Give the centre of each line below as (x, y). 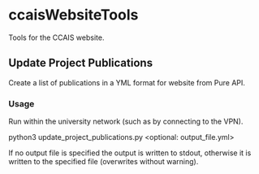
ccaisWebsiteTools (73, 15)
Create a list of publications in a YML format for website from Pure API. (127, 82)
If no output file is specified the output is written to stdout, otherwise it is (130, 153)
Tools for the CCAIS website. (56, 37)
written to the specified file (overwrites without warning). (104, 162)
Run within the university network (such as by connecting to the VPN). (126, 122)
